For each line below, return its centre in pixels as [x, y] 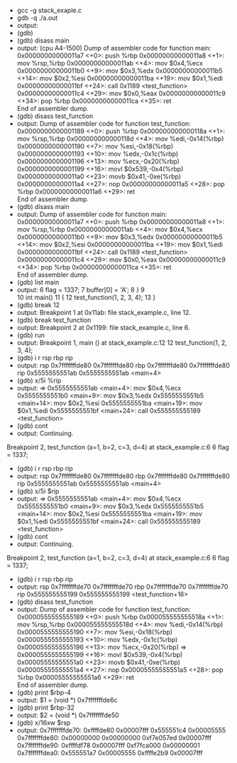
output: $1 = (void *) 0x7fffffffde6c [67, 700]
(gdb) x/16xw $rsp [44, 722]
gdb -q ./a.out [37, 18]
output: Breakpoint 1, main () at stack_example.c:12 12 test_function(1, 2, [122, 343]
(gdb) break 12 [38, 305]
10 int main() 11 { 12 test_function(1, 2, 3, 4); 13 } [86, 297]
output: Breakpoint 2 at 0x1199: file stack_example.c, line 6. [103, 327]
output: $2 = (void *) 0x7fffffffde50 [68, 715]
